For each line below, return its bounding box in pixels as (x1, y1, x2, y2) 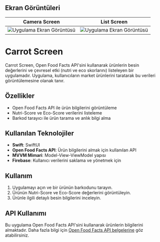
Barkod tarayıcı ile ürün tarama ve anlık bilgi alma (12, 115, 111, 121)
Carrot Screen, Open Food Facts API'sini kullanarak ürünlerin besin (5, 62, 140, 68)
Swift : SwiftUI (12, 142, 40, 148)
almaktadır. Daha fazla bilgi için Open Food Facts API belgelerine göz (5, 227, 143, 233)
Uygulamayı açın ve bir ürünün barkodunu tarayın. (12, 185, 113, 190)
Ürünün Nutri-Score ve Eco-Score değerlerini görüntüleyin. (12, 190, 131, 196)
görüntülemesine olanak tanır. (5, 77, 65, 83)
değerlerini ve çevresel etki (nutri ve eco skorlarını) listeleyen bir (5, 67, 134, 73)
